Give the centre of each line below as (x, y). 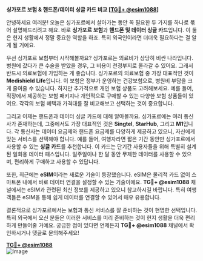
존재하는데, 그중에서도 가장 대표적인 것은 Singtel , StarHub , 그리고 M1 (100, 124)
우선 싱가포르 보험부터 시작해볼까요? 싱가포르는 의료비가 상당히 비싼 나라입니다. (100, 58)
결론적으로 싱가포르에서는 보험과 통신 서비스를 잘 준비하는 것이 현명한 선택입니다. (102, 210)
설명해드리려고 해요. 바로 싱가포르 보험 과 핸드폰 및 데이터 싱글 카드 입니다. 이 (101, 30)
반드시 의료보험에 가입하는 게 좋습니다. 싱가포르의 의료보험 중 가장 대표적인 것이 (100, 73)
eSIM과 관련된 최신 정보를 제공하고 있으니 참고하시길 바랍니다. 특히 (106, 190)
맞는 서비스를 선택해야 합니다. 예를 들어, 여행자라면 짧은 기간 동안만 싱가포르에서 (101, 139)
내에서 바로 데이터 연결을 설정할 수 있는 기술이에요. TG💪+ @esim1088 (106, 182)
